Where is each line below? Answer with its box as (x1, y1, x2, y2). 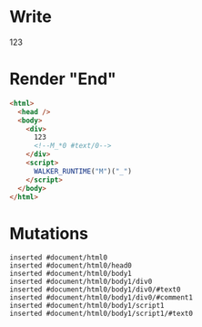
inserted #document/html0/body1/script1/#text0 (9, 309, 194, 319)
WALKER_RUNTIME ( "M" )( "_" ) (33, 166, 132, 175)
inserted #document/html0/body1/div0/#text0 (9, 285, 181, 294)
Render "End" (9, 69, 116, 90)
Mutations (9, 223, 89, 244)
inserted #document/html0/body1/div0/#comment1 (9, 293, 194, 302)
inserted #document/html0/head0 (9, 261, 132, 270)
